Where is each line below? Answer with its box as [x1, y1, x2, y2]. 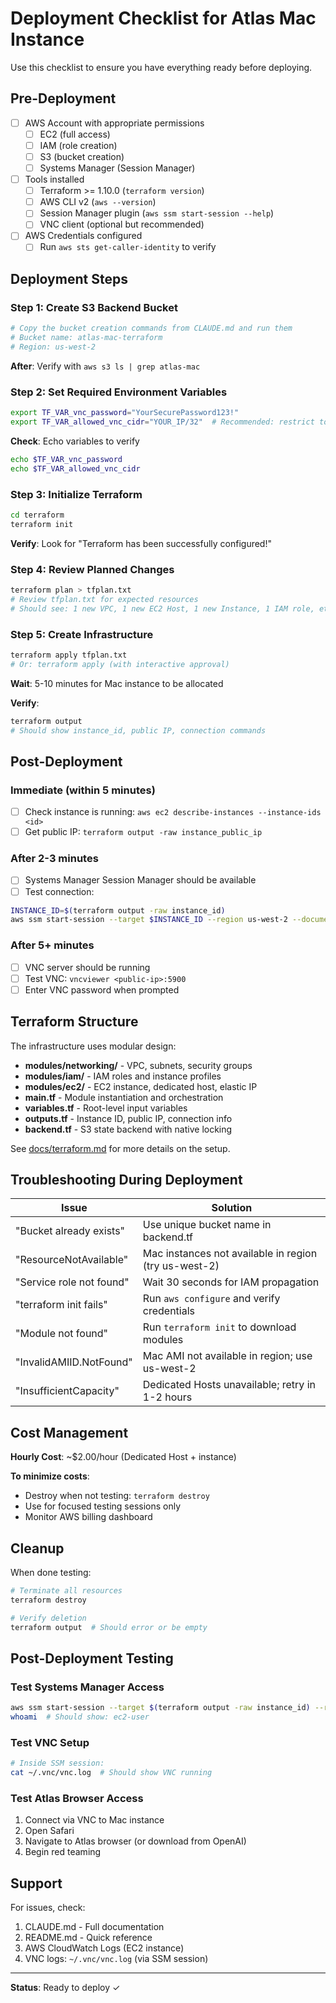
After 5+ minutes [10, 938, 95, 952]
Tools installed [24, 173, 85, 186]
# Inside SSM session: [10, 1758, 105, 1769]
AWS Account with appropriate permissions [24, 117, 205, 129]
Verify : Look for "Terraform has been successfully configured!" [10, 537, 272, 549]
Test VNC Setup [10, 1735, 90, 1749]
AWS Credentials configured [24, 230, 143, 242]
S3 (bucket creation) [39, 150, 125, 162]
